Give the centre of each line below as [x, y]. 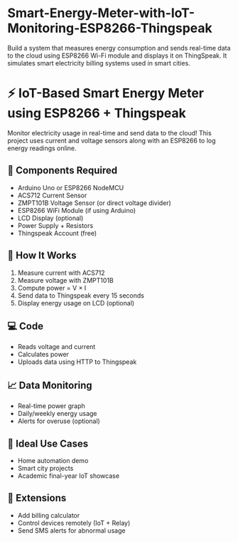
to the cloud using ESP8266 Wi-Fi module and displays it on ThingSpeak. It [117, 56]
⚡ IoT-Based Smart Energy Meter [106, 93]
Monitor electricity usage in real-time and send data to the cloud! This [109, 132]
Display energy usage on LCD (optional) [76, 303]
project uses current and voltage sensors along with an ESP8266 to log [112, 140]
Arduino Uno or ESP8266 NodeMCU [71, 187]
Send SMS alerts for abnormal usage [71, 530]
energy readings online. [42, 148]
